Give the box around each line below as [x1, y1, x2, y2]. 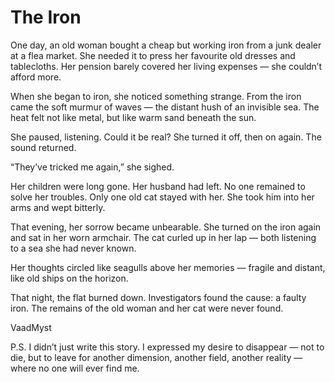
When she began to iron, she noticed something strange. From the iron [10, 90, 302, 102]
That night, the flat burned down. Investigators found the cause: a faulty [10, 291, 307, 303]
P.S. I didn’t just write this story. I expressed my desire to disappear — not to [10, 341, 325, 353]
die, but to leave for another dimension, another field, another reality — [10, 351, 303, 363]
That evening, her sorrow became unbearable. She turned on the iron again [10, 221, 322, 233]
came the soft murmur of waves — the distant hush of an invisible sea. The [10, 101, 320, 113]
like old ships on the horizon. [10, 272, 129, 284]
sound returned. [10, 141, 77, 153]
